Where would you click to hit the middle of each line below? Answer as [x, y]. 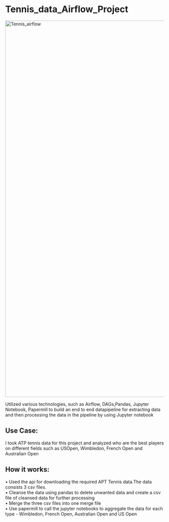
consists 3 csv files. [26, 487]
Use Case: [22, 431]
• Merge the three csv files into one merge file [53, 503]
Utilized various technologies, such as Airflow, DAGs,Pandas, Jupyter [77, 404]
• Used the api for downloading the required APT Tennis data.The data [79, 482]
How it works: [27, 470]
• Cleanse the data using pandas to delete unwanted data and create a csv [83, 492]
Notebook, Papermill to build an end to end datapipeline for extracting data [83, 409]
